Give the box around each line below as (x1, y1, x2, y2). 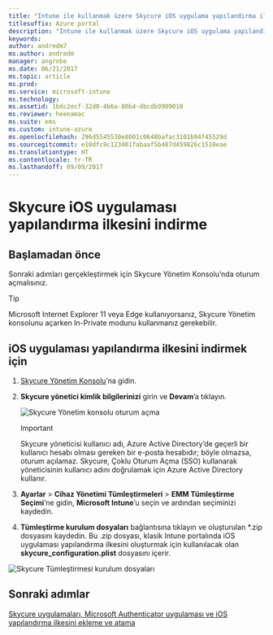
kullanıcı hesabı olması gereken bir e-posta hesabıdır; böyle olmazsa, (19, 447, 252, 457)
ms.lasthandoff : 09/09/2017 (8, 163, 104, 172)
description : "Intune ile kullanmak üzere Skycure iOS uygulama (8, 27, 231, 35)
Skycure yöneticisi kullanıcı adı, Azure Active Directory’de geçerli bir (19, 438, 249, 448)
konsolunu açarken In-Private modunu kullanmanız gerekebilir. (8, 318, 218, 328)
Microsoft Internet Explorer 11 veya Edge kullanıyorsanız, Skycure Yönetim (8, 310, 256, 320)
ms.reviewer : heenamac (8, 111, 85, 119)
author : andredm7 (8, 42, 67, 50)
